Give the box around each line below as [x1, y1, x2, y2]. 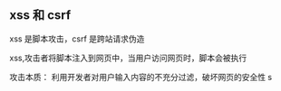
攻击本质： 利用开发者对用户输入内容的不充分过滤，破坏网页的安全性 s [9, 71, 273, 82]
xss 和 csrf [9, 7, 72, 23]
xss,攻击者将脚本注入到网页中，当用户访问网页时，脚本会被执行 [9, 52, 247, 63]
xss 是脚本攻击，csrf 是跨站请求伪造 [9, 33, 145, 44]
